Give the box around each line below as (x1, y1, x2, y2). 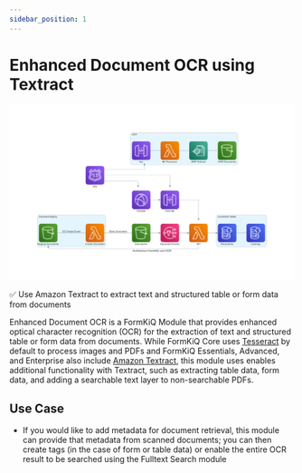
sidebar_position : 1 (9, 14, 88, 24)
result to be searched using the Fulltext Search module (22, 453, 227, 464)
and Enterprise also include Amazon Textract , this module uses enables (9, 355, 276, 366)
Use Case (9, 401, 65, 416)
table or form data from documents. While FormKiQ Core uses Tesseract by (9, 336, 291, 347)
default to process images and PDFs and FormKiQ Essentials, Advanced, (9, 345, 280, 357)
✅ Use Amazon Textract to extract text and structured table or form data (9, 289, 278, 300)
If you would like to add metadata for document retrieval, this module (22, 424, 280, 435)
